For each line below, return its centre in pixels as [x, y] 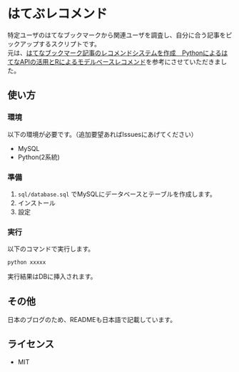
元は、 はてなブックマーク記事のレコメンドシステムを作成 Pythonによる [115, 53]
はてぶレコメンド [58, 14]
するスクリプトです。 [70, 43]
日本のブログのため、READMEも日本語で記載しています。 [92, 320]
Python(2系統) [39, 157]
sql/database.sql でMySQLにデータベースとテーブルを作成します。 [117, 194]
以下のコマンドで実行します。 [51, 249]
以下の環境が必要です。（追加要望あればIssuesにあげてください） [102, 134]
